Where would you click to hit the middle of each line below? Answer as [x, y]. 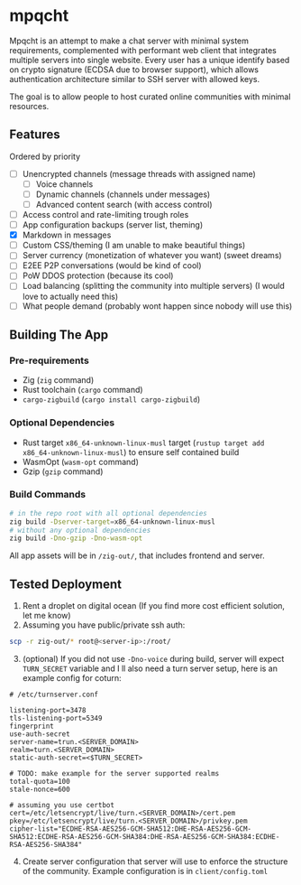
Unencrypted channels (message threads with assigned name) [139, 173]
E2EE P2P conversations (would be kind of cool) [112, 265]
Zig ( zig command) [58, 380]
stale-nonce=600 [40, 790]
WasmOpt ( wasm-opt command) [81, 461]
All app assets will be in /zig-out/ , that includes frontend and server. [137, 555]
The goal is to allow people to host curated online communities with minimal [150, 97]
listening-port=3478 [48, 711]
